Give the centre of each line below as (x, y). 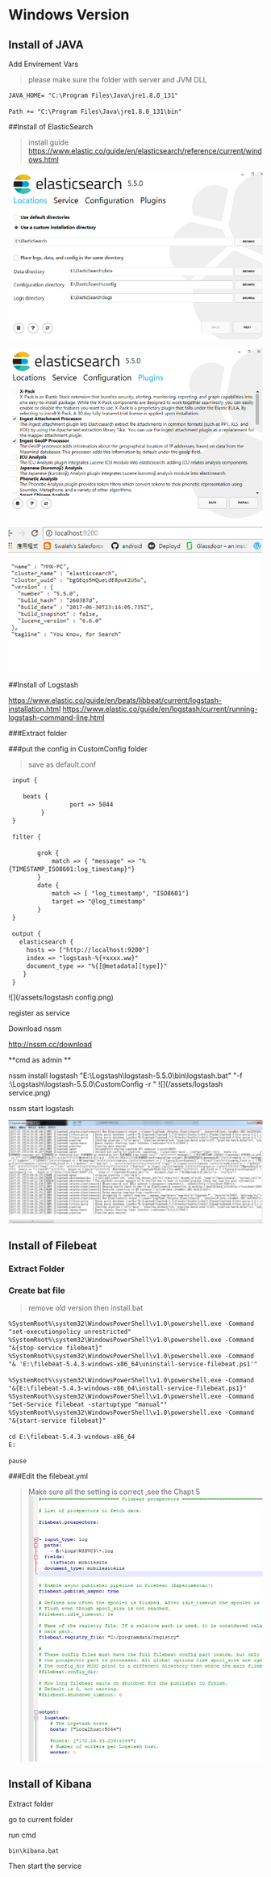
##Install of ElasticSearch (51, 126)
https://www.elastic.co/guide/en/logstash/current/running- (160, 709)
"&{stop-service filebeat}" (56, 1348)
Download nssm (35, 1029)
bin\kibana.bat (34, 1851)
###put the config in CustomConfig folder (78, 749)
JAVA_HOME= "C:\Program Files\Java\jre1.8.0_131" (94, 95)
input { (25, 781)
